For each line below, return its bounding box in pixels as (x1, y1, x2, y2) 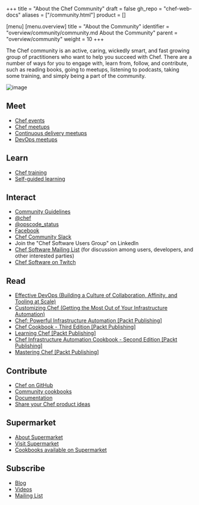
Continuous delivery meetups (14, 129, 87, 136)
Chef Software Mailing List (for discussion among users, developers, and (14, 246, 194, 253)
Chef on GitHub (14, 382, 53, 389)
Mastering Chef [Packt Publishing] (14, 349, 99, 356)
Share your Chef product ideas (14, 401, 91, 408)
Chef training (14, 169, 48, 176)
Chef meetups (14, 123, 50, 130)
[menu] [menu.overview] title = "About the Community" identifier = (6, 23, 170, 30)
